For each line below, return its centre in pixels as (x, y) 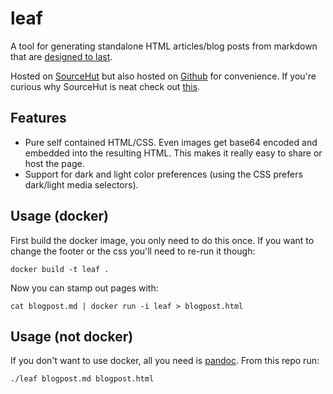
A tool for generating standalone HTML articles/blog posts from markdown (164, 46)
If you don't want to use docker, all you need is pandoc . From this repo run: (165, 361)
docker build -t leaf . (60, 269)
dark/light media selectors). (81, 184)
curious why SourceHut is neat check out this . (105, 86)
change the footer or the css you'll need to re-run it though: (133, 251)
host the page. (54, 163)
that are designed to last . (61, 56)
